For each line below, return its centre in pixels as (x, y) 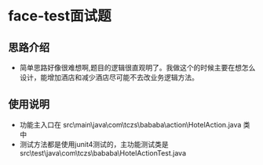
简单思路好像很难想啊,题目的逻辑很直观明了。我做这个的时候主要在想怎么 (137, 68)
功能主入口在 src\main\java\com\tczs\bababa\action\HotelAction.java (130, 124)
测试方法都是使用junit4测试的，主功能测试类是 (94, 144)
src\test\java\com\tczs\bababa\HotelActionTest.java (103, 152)
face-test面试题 (60, 16)
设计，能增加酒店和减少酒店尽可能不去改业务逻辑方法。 (109, 77)
